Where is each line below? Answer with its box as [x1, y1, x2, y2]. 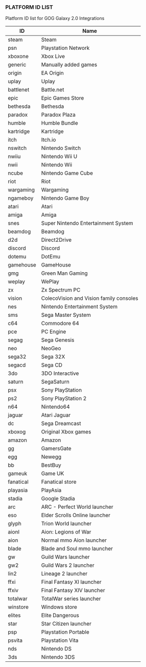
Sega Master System [41, 312, 91, 319]
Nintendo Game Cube [41, 169, 93, 177]
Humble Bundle [41, 120, 78, 127]
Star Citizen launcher [41, 620, 92, 627]
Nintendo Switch [41, 145, 81, 152]
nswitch [8, 145, 27, 152]
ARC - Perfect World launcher [41, 503, 114, 510]
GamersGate [41, 445, 71, 452]
